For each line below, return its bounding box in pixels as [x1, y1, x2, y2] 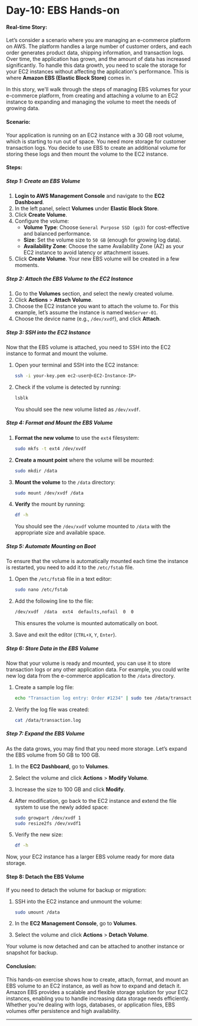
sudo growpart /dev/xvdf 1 [14, 815, 81, 821]
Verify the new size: [14, 831, 63, 838]
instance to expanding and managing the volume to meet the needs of [6, 98, 177, 105]
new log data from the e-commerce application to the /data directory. [6, 673, 175, 679]
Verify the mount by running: [14, 501, 85, 508]
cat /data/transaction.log [14, 717, 81, 723]
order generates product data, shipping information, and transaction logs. [6, 49, 184, 56]
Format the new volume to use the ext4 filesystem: [14, 434, 140, 441]
